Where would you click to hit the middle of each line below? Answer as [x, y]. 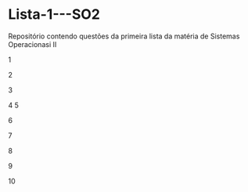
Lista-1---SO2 [54, 14]
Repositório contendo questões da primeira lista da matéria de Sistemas [124, 36]
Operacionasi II [32, 44]
